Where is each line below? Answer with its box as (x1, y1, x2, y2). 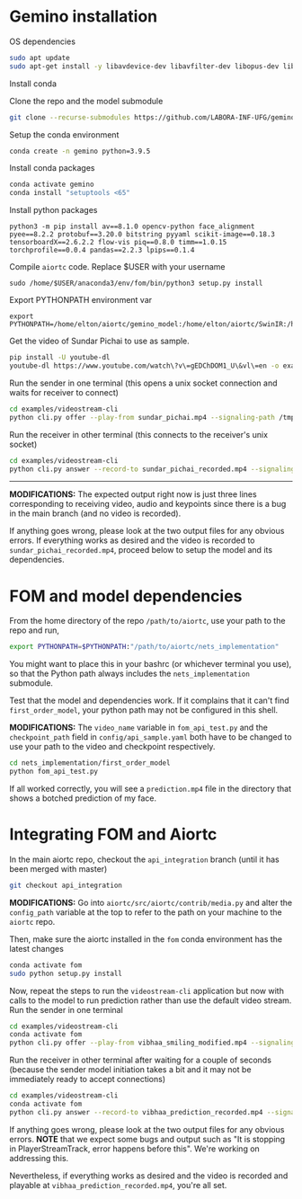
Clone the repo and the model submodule (9, 95, 164, 106)
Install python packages (9, 205, 98, 216)
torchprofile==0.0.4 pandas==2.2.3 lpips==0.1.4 (9, 245, 195, 255)
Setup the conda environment (9, 129, 120, 140)
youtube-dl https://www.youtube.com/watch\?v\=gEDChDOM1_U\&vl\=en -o (9, 361, 280, 370)
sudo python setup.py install (9, 969, 123, 978)
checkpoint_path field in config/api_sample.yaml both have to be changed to (9, 732, 292, 742)
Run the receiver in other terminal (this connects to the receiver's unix (9, 429, 268, 440)
